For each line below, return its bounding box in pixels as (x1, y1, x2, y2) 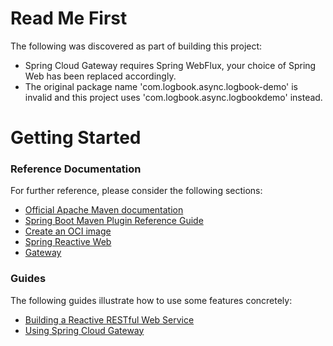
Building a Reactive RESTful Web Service (24, 313, 195, 326)
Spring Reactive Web (24, 236, 112, 248)
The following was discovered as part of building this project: (10, 40, 263, 52)
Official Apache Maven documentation (24, 204, 184, 216)
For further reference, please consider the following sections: (10, 185, 263, 197)
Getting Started (10, 127, 142, 149)
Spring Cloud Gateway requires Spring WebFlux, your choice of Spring (24, 59, 317, 71)
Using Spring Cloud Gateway (24, 324, 145, 336)
